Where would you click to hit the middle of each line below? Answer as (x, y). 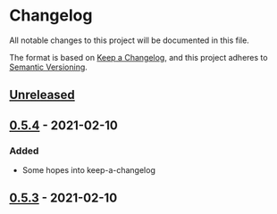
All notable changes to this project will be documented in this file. (130, 40)
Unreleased (42, 95)
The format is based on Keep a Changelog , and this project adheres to (138, 57)
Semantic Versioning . (48, 67)
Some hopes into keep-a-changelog (89, 170)
